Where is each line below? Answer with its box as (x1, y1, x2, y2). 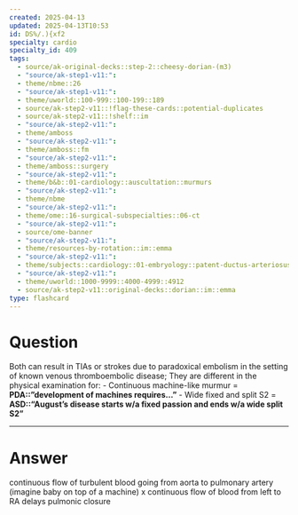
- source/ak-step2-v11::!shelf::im (17, 112, 149, 121)
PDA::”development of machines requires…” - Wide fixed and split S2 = (9, 390, 277, 400)
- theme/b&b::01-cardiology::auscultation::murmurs (17, 178, 213, 187)
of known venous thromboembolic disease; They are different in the (9, 370, 257, 382)
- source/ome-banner (17, 227, 93, 236)
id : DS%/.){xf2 (9, 29, 66, 38)
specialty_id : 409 (9, 46, 77, 55)
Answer (9, 448, 68, 468)
